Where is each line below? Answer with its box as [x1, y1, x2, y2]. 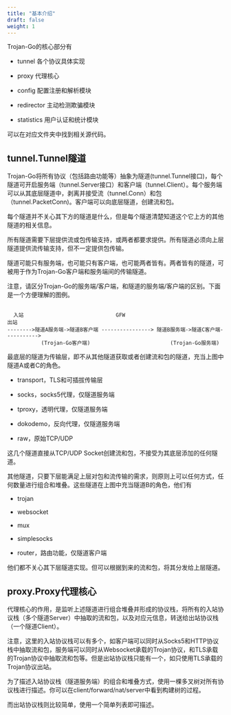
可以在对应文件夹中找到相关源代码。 [7, 130, 110, 138]
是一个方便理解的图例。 [7, 290, 74, 299]
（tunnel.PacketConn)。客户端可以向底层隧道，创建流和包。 [7, 198, 178, 206]
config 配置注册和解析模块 [16, 87, 91, 95]
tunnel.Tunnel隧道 [7, 152, 87, 164]
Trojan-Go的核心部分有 [7, 43, 72, 51]
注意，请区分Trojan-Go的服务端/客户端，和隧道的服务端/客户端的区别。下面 [7, 282, 221, 290]
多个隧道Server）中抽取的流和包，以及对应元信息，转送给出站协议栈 [25, 614, 219, 621]
